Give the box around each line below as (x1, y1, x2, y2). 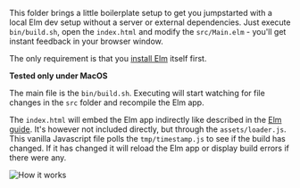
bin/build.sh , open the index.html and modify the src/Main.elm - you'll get (9, 27, 287, 37)
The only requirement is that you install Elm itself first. (9, 53, 207, 63)
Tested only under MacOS (9, 70, 108, 81)
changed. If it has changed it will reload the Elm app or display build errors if (9, 143, 290, 153)
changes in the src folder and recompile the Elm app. (9, 97, 204, 108)
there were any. (9, 152, 67, 163)
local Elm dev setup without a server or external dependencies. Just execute (9, 17, 291, 28)
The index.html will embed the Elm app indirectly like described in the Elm (9, 115, 282, 125)
